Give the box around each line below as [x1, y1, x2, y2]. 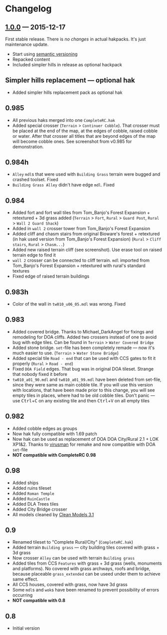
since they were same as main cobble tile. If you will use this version [12, 381, 153, 387]
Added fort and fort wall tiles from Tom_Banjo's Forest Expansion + [12, 210, 151, 216]
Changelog [5, 3, 52, 14]
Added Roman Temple [12, 490, 55, 496]
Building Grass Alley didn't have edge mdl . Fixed [12, 182, 115, 188]
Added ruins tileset [12, 485, 51, 491]
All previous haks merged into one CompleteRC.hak [12, 117, 116, 123]
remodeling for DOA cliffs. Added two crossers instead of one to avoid [12, 334, 157, 340]
